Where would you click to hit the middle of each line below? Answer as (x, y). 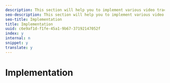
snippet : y (17, 43)
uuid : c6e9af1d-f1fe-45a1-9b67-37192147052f (53, 29)
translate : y (19, 48)
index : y (14, 33)
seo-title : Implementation (34, 19)
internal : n (18, 38)
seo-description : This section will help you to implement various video (85, 15)
